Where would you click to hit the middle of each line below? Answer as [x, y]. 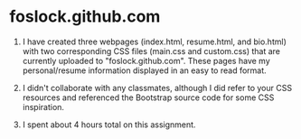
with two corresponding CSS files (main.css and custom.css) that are [151, 51]
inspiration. [43, 107]
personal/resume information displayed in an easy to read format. [144, 70]
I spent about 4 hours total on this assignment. [109, 125]
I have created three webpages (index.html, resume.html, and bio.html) [154, 42]
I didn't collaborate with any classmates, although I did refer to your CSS [157, 88]
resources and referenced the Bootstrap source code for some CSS [148, 97]
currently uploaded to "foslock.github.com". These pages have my [146, 60]
